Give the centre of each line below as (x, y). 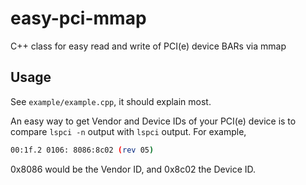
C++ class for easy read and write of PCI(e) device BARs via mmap (148, 46)
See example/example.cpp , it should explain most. (111, 101)
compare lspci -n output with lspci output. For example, (128, 131)
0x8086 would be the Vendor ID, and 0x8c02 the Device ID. (133, 169)
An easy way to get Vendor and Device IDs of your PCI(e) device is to (153, 121)
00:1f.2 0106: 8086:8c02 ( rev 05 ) (82, 150)
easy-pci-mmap (78, 18)
